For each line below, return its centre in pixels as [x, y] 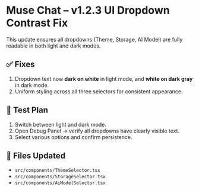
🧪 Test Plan [27, 110]
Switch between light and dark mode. [61, 124]
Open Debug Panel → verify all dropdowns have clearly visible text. [97, 131]
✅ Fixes [20, 64]
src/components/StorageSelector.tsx [60, 177]
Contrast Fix [37, 23]
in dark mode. [32, 85]
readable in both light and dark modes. [53, 46]
